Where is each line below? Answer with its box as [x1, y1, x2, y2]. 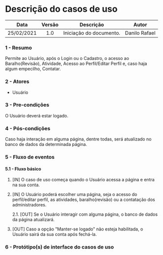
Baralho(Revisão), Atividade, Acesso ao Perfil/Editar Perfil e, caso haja [5, 60, 147, 67]
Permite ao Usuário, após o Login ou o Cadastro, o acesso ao [5, 56, 129, 61]
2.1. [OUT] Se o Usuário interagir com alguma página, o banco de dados [12, 211, 158, 217]
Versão [41, 21, 59, 28]
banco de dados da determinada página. [5, 142, 87, 147]
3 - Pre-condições [5, 102, 50, 109]
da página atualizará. [12, 217, 55, 223]
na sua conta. [12, 182, 40, 188]
